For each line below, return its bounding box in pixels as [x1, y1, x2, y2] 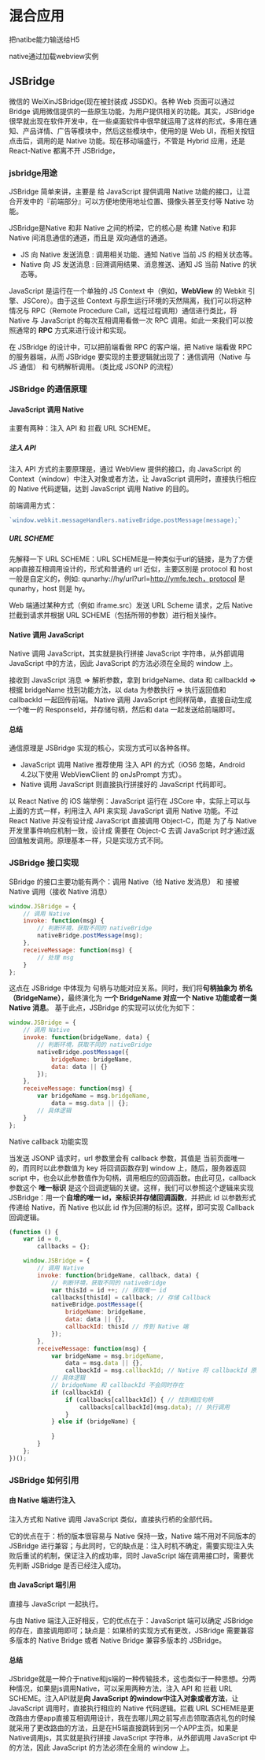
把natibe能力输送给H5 [9, 35, 80, 44]
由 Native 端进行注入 [9, 1496, 75, 1505]
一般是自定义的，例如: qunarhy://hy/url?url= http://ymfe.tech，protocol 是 [9, 574, 246, 583]
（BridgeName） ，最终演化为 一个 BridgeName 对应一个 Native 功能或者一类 [9, 993, 257, 1003]
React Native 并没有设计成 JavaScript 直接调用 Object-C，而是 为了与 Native [9, 816, 257, 826]
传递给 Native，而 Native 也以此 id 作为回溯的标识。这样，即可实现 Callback [9, 1202, 255, 1212]
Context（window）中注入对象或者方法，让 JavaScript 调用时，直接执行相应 [9, 474, 257, 484]
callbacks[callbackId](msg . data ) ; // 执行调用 [79, 1403, 230, 1411]
